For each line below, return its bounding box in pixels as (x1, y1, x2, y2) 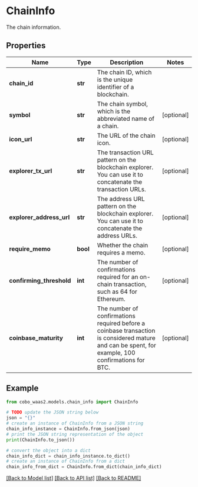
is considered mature (97, 334, 156, 342)
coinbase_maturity (9, 334, 64, 342)
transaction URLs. (97, 185, 146, 193)
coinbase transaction (97, 326, 156, 334)
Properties (6, 41, 46, 51)
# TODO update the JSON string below (6, 409, 99, 416)
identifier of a (97, 82, 134, 91)
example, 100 (97, 349, 136, 357)
